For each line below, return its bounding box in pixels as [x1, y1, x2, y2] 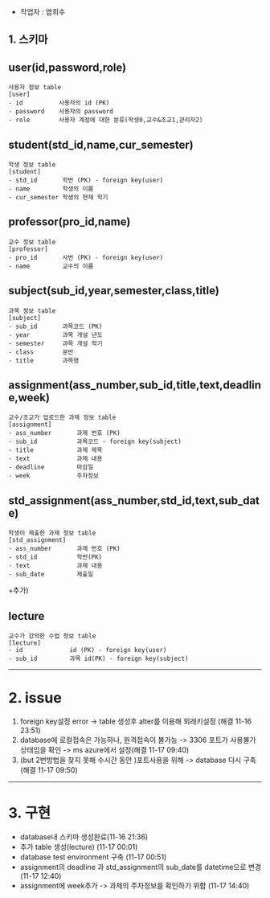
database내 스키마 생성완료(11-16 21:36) [19, 831, 149, 842]
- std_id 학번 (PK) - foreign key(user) [8, 176, 164, 185]
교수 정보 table [8, 238, 56, 246]
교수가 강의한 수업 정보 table [8, 632, 96, 641]
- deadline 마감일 [8, 463, 94, 472]
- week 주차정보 [8, 472, 99, 480]
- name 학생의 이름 [8, 185, 94, 193]
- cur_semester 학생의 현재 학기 [8, 194, 108, 202]
